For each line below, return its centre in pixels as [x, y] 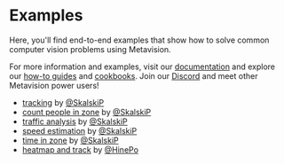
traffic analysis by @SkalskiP [75, 121]
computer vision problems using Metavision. [90, 49]
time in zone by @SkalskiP [70, 140]
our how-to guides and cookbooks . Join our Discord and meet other [134, 75]
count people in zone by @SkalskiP [87, 112]
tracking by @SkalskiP [63, 102]
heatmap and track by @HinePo [80, 149]
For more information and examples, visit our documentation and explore [142, 66]
